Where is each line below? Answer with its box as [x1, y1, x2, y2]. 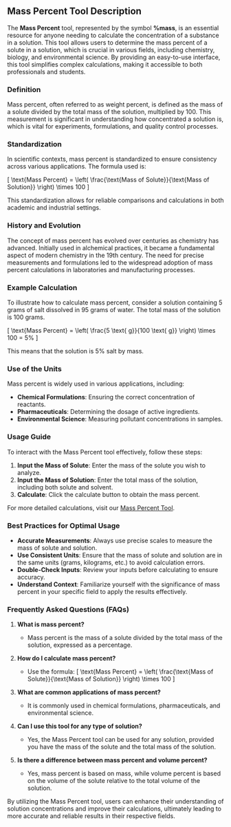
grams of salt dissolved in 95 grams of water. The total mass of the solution [7, 306, 221, 313]
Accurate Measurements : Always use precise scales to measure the [16, 536, 213, 544]
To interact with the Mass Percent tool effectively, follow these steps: [7, 448, 203, 456]
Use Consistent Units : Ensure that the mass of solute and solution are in [16, 551, 223, 559]
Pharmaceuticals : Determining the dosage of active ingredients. [16, 408, 200, 416]
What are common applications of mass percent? [16, 688, 162, 696]
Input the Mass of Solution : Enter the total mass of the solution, [16, 476, 198, 484]
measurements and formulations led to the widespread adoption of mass [7, 258, 213, 267]
